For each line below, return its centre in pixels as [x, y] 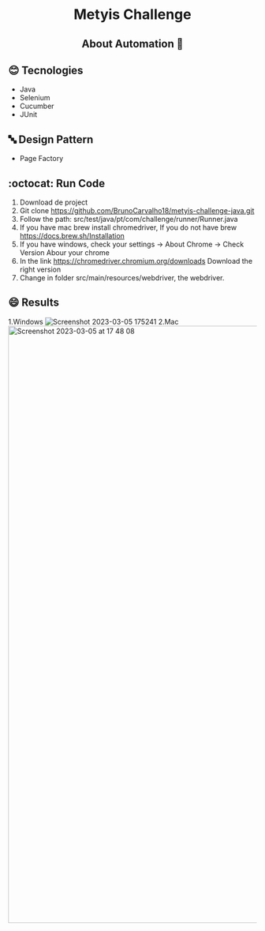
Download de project [54, 202]
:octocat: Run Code [57, 183]
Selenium [35, 98]
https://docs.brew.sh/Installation [72, 236]
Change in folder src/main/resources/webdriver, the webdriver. [122, 278]
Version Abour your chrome [65, 253]
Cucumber [37, 106]
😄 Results [34, 303]
